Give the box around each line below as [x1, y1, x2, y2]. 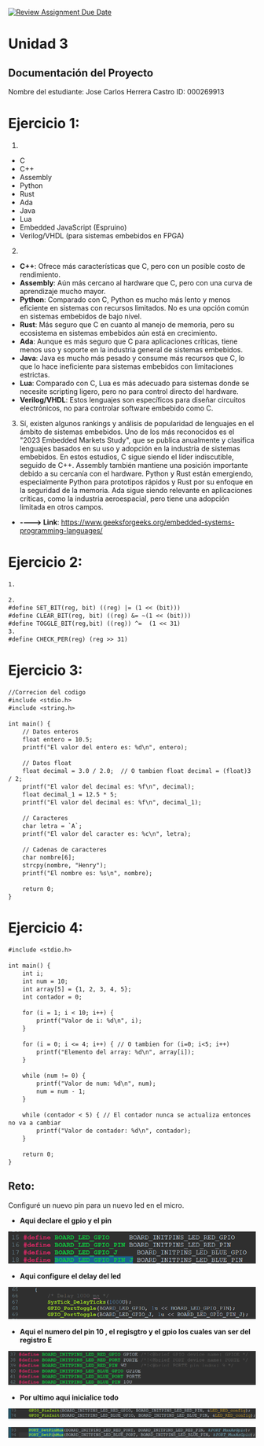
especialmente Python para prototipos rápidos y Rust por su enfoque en [19, 476, 254, 487]
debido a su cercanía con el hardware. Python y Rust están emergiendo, [19, 469, 254, 478]
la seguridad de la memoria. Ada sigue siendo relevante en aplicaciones [19, 485, 253, 495]
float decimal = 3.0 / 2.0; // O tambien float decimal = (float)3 [22, 767, 251, 775]
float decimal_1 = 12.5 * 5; [22, 790, 118, 798]
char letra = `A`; [22, 822, 82, 830]
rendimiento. [19, 270, 61, 279]
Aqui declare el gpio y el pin [19, 1216, 112, 1225]
